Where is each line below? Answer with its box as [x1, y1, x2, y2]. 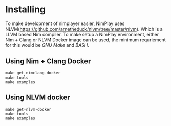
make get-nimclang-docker [5, 70, 60, 75]
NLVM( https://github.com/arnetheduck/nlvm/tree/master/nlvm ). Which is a [5, 26, 163, 32]
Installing [5, 4, 46, 15]
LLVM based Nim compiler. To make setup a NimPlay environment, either [5, 31, 159, 37]
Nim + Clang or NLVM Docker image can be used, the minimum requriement [5, 37, 166, 43]
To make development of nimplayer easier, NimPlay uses [5, 20, 125, 27]
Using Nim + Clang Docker [5, 57, 91, 66]
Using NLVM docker [5, 93, 70, 102]
